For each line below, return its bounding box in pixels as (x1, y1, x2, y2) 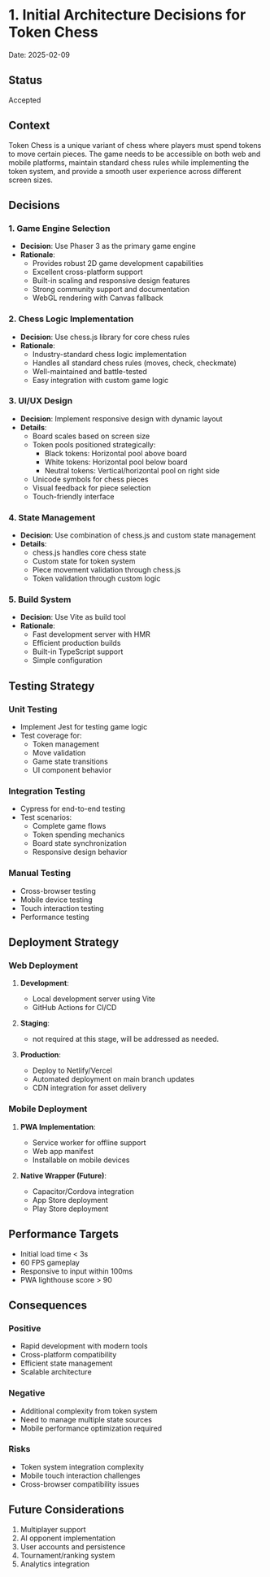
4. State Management (8, 512, 96, 523)
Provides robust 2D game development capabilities (32, 259, 204, 268)
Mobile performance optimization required (20, 1423, 163, 1433)
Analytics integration (20, 1559, 90, 1569)
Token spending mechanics (32, 830, 125, 839)
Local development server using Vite (32, 994, 156, 1004)
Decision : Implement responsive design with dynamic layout (20, 413, 223, 424)
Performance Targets (8, 1227, 120, 1241)
